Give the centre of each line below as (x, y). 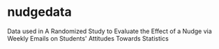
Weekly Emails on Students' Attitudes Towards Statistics (88, 38)
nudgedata (39, 12)
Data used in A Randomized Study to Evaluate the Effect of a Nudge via (110, 31)
